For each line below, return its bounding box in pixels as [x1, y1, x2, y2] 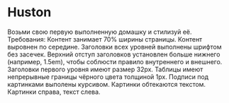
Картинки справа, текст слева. [7, 87, 101, 96]
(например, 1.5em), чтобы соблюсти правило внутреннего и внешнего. [7, 57, 223, 66]
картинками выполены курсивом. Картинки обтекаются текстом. [7, 80, 206, 88]
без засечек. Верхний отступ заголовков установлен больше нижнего [7, 50, 220, 59]
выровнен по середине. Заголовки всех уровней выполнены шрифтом [7, 42, 222, 51]
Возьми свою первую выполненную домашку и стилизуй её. [7, 28, 193, 36]
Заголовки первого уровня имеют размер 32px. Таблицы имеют [7, 65, 203, 73]
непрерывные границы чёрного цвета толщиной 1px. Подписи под [7, 72, 209, 81]
